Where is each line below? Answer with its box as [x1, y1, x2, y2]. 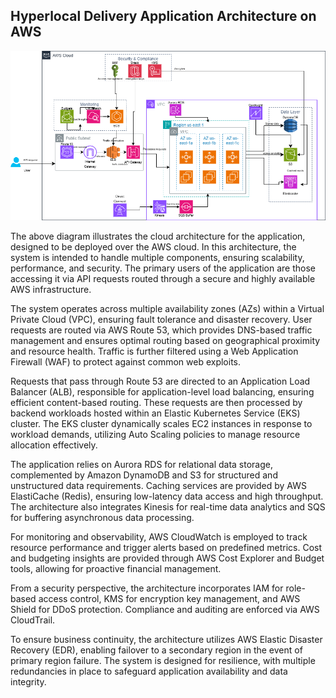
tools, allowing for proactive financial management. [10, 562, 222, 574]
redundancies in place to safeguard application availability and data [10, 665, 288, 677]
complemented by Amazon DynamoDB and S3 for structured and [10, 469, 278, 481]
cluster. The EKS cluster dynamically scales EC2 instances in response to [10, 417, 313, 429]
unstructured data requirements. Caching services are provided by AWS [10, 479, 307, 491]
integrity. [10, 675, 47, 688]
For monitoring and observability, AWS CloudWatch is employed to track [10, 530, 308, 543]
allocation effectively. [10, 439, 98, 451]
